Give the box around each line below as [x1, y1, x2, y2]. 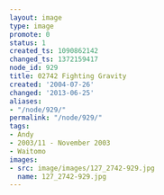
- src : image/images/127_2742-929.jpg [9, 164, 155, 173]
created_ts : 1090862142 [9, 47, 99, 56]
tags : [9, 122, 30, 131]
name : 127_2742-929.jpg [17, 172, 106, 181]
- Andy [9, 130, 34, 139]
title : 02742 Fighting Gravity [9, 72, 127, 81]
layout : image [9, 13, 63, 22]
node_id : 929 [9, 64, 59, 73]
